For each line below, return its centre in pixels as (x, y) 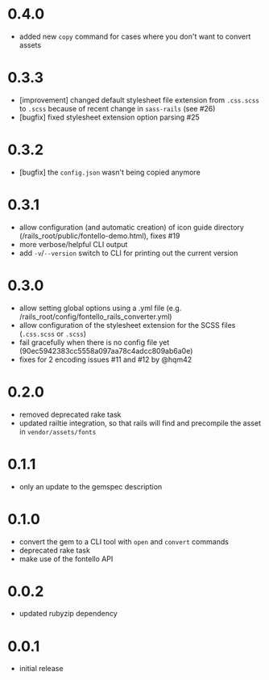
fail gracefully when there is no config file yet (94, 342)
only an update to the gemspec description (91, 486)
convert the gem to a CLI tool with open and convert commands (124, 541)
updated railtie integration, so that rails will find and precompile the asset (140, 423)
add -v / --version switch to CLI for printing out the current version (128, 253)
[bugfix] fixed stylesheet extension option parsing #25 (110, 117)
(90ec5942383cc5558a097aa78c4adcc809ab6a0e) (106, 350)
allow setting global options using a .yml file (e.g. (100, 308)
